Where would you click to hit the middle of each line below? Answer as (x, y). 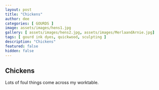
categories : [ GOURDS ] (29, 23)
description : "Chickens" (30, 42)
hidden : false (20, 51)
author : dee (17, 19)
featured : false (22, 46)
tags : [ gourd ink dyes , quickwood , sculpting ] (56, 37)
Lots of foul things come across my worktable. (52, 83)
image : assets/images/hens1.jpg (38, 28)
